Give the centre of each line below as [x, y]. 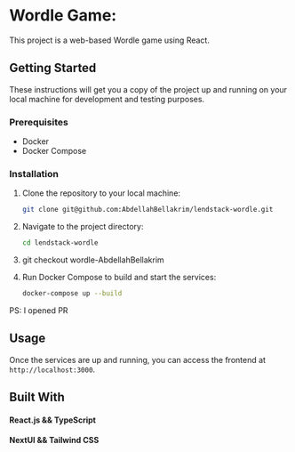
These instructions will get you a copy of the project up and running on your [148, 89]
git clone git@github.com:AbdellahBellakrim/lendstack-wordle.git [147, 210]
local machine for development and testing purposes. [107, 99]
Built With [37, 397]
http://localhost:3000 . [52, 369]
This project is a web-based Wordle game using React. [110, 40]
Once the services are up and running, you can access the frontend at [138, 359]
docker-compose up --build [72, 294]
